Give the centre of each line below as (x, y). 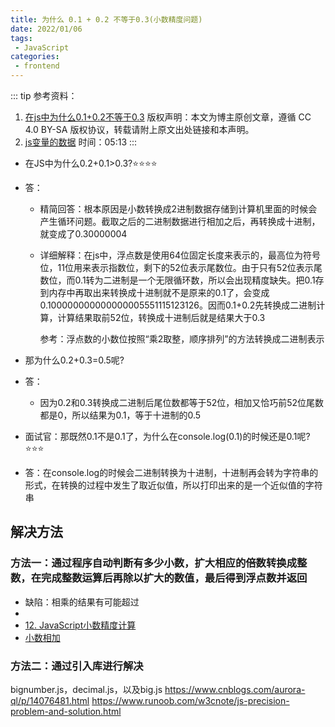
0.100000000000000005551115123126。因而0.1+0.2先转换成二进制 (178, 305)
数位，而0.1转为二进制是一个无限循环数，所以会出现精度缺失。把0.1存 (182, 280)
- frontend (37, 66)
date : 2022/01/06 (46, 29)
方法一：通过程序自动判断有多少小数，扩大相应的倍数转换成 (154, 563)
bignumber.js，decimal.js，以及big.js (86, 689)
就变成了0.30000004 (83, 234)
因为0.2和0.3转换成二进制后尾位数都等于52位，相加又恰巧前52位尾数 (182, 402)
